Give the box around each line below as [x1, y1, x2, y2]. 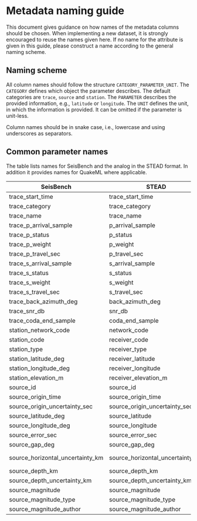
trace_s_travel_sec [9, 287, 60, 296]
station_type [9, 345, 43, 353]
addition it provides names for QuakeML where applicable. [6, 168, 148, 175]
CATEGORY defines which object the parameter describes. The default [6, 87, 171, 94]
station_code [9, 336, 45, 344]
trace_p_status [9, 231, 50, 239]
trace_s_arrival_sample [9, 259, 72, 268]
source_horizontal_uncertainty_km [9, 454, 104, 462]
